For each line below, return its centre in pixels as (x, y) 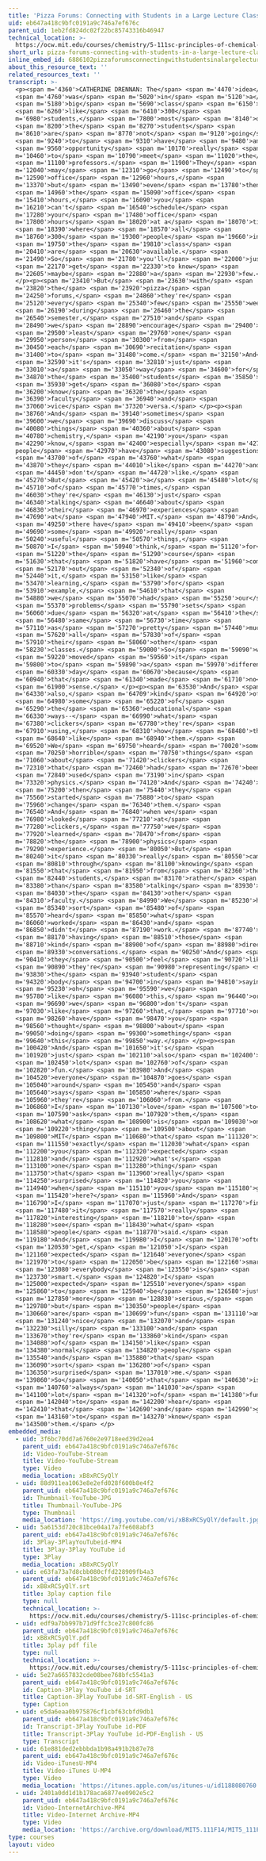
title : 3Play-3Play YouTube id (74, 1549)
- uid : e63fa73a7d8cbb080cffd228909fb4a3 (85, 1571)
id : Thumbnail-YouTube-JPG (67, 1498)
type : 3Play (42, 1557)
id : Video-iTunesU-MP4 (60, 1763)
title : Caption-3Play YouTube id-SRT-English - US (108, 1697)
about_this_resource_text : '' (58, 67)
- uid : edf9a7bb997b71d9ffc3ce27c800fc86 (85, 1623)
